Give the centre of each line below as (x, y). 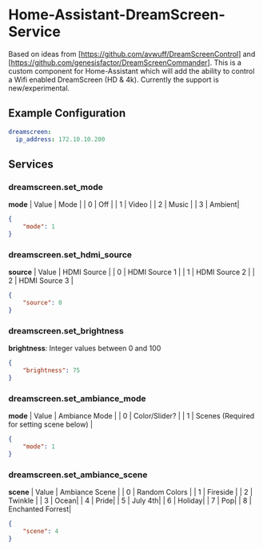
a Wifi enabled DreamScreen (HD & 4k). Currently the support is (114, 79)
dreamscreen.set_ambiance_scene (78, 475)
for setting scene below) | (51, 424)
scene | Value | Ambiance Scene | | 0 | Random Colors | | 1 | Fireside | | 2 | (131, 491)
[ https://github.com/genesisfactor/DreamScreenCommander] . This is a (125, 63)
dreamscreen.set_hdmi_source (70, 254)
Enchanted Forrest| (40, 509)
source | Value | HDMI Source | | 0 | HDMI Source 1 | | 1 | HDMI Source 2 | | (132, 272)
